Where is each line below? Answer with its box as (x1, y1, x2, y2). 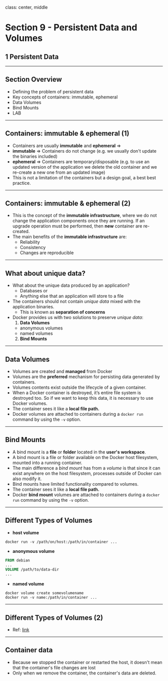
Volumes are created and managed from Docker (12, 369, 112, 375)
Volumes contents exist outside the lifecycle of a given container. (12, 384, 146, 391)
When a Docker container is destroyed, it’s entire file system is (12, 390, 141, 396)
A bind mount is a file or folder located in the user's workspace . (12, 449, 146, 455)
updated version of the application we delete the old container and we (12, 164, 157, 170)
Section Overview (5, 75, 62, 84)
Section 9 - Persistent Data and (5, 22, 137, 33)
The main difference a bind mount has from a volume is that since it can (12, 465, 160, 471)
